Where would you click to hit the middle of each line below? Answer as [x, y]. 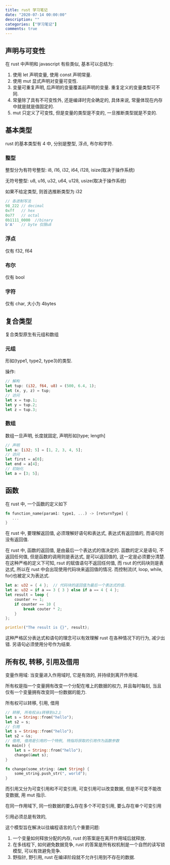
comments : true [21, 29]
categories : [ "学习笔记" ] [31, 24]
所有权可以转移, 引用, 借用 [32, 703]
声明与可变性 [25, 51]
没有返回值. [17, 539]
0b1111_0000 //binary [29, 220]
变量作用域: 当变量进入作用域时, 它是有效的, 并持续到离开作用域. [72, 675]
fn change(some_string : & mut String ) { [47, 769]
